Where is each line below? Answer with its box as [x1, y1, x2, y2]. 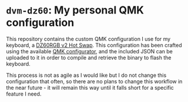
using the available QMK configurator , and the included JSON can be [6, 47, 173, 55]
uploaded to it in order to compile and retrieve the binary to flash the [6, 54, 172, 61]
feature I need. [6, 90, 42, 97]
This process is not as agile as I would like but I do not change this [6, 72, 167, 79]
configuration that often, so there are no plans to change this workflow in [6, 77, 183, 85]
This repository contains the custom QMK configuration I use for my [6, 35, 171, 42]
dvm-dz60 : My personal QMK [6, 4, 144, 17]
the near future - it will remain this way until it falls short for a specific [6, 84, 174, 91]
